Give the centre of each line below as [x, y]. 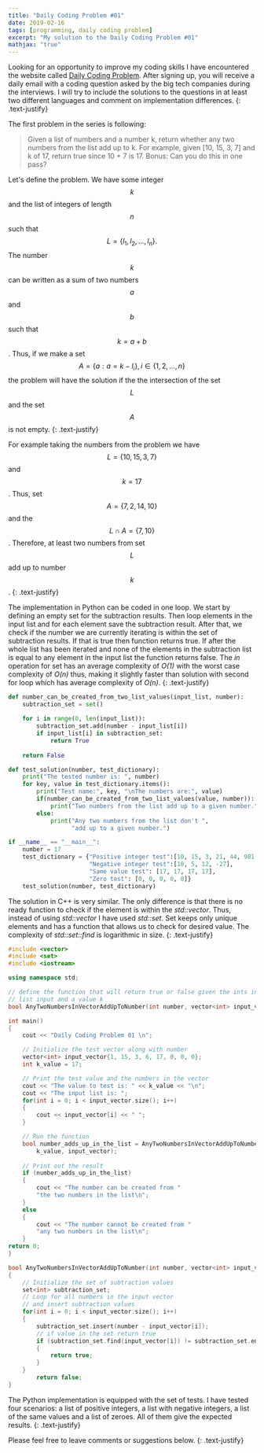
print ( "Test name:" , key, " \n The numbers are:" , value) [130, 791]
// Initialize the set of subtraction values [98, 1282]
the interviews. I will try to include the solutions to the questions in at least [128, 92]
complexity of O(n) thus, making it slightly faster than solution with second [128, 674]
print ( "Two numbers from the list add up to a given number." [154, 806]
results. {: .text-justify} [44, 1425]
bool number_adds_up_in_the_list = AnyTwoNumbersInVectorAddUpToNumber [142, 1144]
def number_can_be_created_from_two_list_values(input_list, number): [126, 697]
